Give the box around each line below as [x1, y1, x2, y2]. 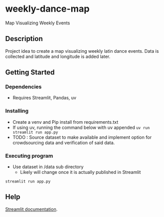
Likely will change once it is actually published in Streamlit [20, 169, 141, 175]
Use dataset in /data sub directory [12, 164, 84, 170]
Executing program [5, 152, 53, 159]
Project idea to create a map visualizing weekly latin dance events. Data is [5, 48, 159, 54]
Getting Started [5, 68, 55, 77]
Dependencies [5, 83, 42, 90]
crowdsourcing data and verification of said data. [12, 139, 115, 146]
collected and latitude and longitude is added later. [5, 53, 111, 59]
